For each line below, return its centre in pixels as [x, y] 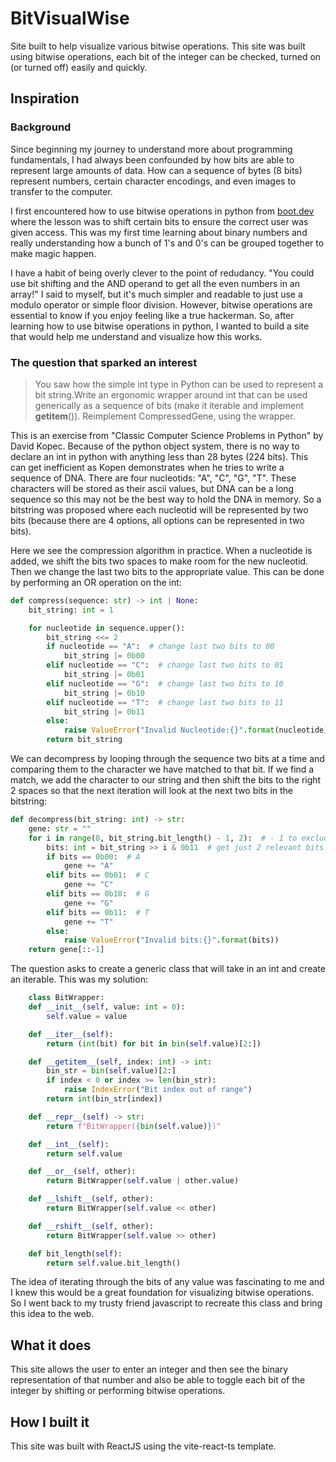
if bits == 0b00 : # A [93, 857]
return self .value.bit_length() [114, 1263]
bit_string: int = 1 [71, 610]
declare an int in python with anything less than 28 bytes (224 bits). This [159, 456]
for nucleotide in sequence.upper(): [107, 628]
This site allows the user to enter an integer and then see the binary [149, 1369]
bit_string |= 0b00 [104, 656]
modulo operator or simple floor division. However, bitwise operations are [161, 304]
